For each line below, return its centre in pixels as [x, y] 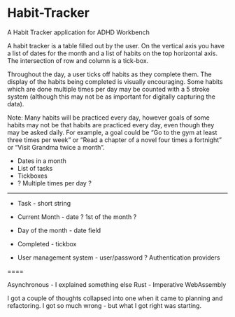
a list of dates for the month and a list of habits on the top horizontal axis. [113, 53]
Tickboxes [32, 176]
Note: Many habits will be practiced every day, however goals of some [108, 118]
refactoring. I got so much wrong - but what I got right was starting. [104, 305]
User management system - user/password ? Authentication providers [119, 258]
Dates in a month [42, 161]
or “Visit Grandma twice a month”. [56, 147]
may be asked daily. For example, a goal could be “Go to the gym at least [112, 132]
